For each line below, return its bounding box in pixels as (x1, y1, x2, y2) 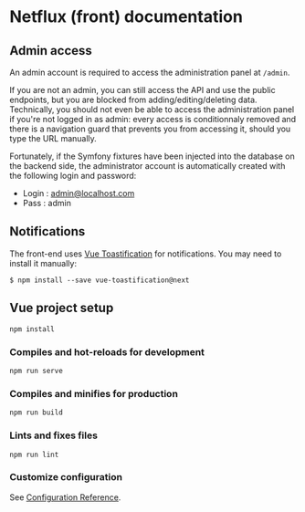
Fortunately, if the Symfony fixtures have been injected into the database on (9, 151, 295, 162)
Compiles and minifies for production (9, 387, 178, 400)
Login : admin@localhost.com (22, 188, 135, 198)
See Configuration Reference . (9, 491, 121, 503)
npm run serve (9, 366, 64, 375)
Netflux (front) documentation (9, 6, 244, 27)
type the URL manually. (9, 133, 98, 143)
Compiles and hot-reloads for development (9, 345, 205, 358)
